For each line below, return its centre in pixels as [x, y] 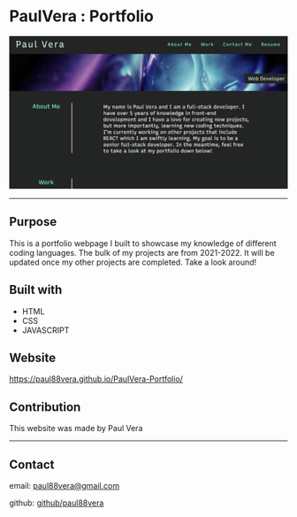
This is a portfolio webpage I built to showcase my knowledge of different [143, 243]
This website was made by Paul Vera [76, 428]
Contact [32, 464]
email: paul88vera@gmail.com [65, 486]
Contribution [45, 407]
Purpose [33, 222]
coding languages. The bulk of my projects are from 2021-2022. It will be [142, 252]
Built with [36, 290]
